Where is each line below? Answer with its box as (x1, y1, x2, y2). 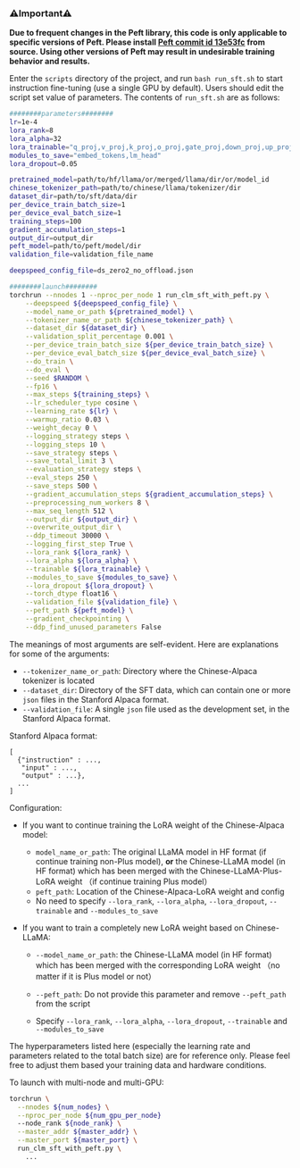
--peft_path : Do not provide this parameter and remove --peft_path (35, 989, 287, 999)
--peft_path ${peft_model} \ (25, 606, 134, 615)
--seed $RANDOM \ (25, 373, 90, 382)
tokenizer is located (21, 675, 96, 686)
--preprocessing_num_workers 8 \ (25, 498, 150, 507)
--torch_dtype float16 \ (25, 589, 118, 598)
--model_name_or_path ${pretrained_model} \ (25, 307, 194, 316)
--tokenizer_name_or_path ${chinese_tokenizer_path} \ (25, 315, 234, 324)
